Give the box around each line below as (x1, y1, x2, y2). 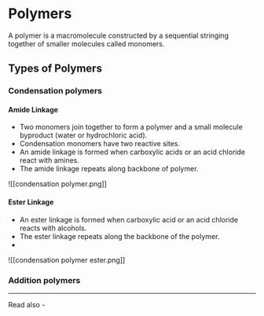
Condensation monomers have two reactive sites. (19, 139, 181, 149)
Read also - (8, 299, 46, 309)
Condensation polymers (8, 86, 103, 97)
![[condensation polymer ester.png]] (8, 255, 126, 264)
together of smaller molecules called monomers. (8, 39, 165, 48)
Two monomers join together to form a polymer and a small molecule (19, 123, 244, 132)
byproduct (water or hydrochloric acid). (19, 130, 148, 140)
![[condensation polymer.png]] (8, 179, 108, 189)
